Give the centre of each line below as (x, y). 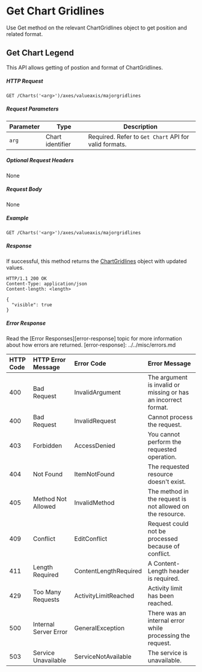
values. (15, 267)
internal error (166, 620)
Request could (168, 524)
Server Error (50, 632)
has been (161, 596)
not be (157, 531)
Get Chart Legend (40, 53)
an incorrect (165, 399)
